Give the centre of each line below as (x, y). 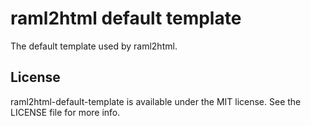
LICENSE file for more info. (65, 112)
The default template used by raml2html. (94, 46)
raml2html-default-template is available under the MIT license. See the (156, 101)
